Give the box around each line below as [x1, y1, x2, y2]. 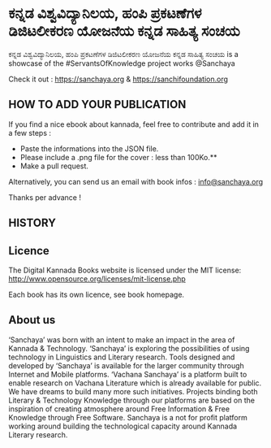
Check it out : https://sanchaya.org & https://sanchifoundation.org [8, 74, 229, 84]
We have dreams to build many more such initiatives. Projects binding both [8, 386, 258, 396]
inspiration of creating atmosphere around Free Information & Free [8, 403, 230, 414]
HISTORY [8, 216, 57, 230]
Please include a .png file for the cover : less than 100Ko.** [19, 152, 217, 162]
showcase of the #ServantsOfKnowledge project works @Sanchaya [8, 58, 235, 68]
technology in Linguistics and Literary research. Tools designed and [8, 352, 235, 362]
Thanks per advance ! [8, 192, 81, 202]
